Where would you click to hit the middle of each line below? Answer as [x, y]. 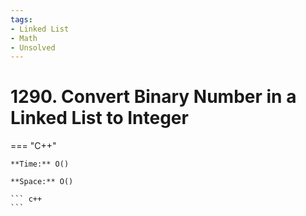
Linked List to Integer [99, 118]
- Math [24, 38]
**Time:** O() [40, 164]
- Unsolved [33, 47]
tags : [21, 19]
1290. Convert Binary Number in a [153, 97]
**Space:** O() [42, 182]
